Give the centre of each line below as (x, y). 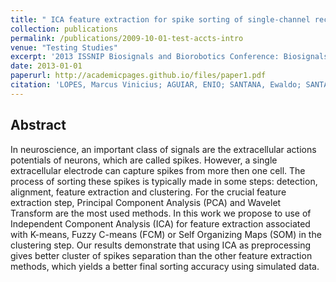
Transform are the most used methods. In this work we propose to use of (161, 213)
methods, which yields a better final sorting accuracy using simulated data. (165, 266)
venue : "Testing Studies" (64, 47)
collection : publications (64, 29)
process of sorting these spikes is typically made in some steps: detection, (164, 181)
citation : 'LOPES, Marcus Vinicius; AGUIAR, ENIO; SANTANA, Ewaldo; (156, 85)
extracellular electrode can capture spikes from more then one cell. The (158, 170)
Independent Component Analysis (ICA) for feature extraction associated (160, 223)
